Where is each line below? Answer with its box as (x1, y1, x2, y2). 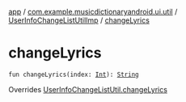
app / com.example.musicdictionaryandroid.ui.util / (8, 7, 178, 16)
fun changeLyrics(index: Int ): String (8, 70, 139, 79)
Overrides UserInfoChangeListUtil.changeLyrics (8, 84, 168, 94)
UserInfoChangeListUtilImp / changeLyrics (8, 15, 150, 25)
